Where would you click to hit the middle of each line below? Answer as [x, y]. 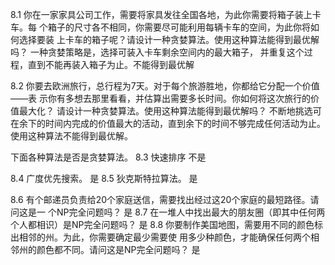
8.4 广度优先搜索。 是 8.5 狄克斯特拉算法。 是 [104, 178]
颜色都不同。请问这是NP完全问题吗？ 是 [118, 249]
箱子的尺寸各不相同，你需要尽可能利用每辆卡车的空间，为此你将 [179, 27]
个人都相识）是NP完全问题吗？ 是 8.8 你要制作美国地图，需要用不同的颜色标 [167, 224]
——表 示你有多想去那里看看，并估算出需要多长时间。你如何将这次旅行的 [160, 98]
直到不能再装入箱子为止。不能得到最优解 [111, 64]
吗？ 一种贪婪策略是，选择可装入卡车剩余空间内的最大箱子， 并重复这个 [157, 52]
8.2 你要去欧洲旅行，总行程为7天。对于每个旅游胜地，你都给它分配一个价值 [165, 86]
